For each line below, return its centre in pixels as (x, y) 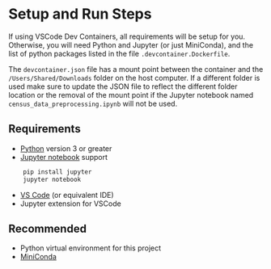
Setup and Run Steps (80, 14)
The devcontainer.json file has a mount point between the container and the (136, 69)
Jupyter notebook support (64, 157)
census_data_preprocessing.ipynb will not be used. (93, 103)
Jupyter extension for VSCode (70, 204)
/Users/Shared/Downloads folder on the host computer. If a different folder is (134, 78)
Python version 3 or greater (66, 148)
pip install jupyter (57, 172)
